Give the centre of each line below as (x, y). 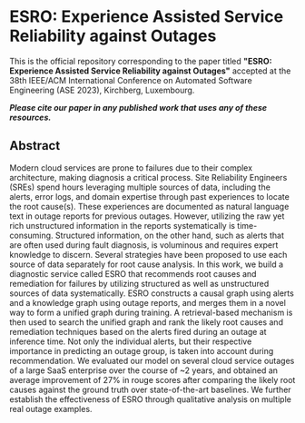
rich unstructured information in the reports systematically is (123, 225)
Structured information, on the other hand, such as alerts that (169, 235)
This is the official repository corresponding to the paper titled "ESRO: (141, 61)
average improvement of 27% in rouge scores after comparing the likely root (152, 379)
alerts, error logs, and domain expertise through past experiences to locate (150, 196)
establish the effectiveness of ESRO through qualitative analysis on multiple (151, 399)
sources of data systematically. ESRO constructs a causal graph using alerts (152, 293)
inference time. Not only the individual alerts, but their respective (131, 341)
